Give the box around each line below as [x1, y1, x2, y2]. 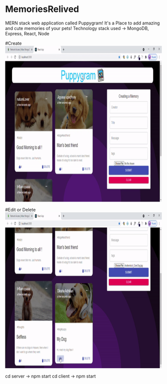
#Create [5, 40, 22, 46]
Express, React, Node [5, 30, 50, 36]
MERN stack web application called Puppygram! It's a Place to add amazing [5, 20, 160, 26]
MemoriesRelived [5, 3, 80, 15]
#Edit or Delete [5, 206, 36, 212]
